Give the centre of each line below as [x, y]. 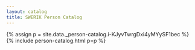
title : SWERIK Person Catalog [44, 17]
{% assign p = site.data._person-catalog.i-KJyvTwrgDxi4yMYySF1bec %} [98, 34]
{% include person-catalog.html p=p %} [56, 40]
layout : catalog [27, 12]
